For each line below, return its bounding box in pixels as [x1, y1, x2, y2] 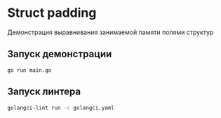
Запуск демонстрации [7, 48, 112, 60]
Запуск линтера [7, 86, 81, 98]
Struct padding [7, 5, 97, 21]
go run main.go [7, 66, 52, 74]
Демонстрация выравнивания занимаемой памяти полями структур [7, 28, 214, 36]
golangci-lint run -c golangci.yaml [7, 104, 114, 111]
